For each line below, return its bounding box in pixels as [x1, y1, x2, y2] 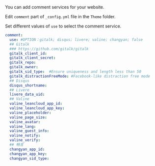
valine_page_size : [9, 115, 48, 120]
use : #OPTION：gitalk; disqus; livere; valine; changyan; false [9, 37, 143, 42]
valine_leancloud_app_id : [9, 101, 63, 106]
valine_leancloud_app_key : [9, 106, 65, 111]
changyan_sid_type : [9, 156, 50, 161]
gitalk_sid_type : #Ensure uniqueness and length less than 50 [9, 69, 141, 74]
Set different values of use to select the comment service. [5, 23, 122, 29]
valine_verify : [9, 138, 41, 143]
